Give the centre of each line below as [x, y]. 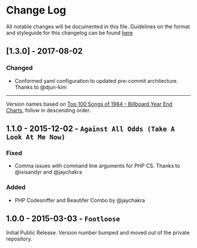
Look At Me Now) [36, 137]
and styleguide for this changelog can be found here [69, 32]
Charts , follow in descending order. [48, 110]
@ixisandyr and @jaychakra [48, 172]
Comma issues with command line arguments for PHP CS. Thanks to [97, 166]
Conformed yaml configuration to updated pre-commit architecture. [96, 81]
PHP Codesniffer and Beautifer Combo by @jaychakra [80, 200]
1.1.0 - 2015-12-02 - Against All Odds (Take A [90, 129]
